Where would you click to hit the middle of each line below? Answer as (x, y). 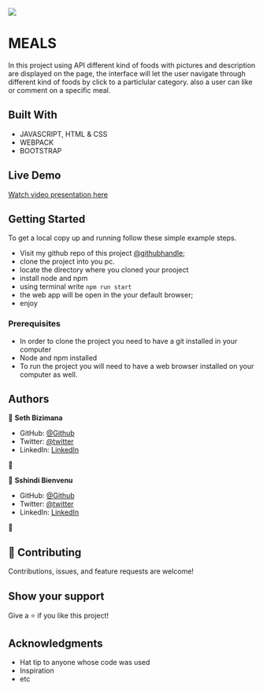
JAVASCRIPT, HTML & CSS (63, 134)
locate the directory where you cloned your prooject (104, 270)
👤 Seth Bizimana (35, 418)
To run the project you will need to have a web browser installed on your (137, 366)
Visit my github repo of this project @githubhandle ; (102, 253)
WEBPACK (36, 142)
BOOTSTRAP (41, 150)
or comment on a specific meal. (59, 90)
